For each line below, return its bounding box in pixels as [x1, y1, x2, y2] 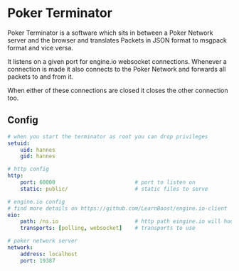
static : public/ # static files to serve [20, 185, 208, 192]
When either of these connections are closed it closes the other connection [7, 86, 229, 94]
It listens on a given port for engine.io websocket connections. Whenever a [7, 57, 228, 65]
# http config [7, 165, 50, 173]
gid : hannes [20, 153, 55, 160]
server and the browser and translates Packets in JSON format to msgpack [7, 35, 228, 44]
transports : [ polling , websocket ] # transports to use [20, 225, 196, 232]
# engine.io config [7, 198, 65, 205]
